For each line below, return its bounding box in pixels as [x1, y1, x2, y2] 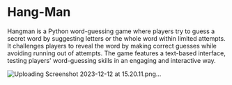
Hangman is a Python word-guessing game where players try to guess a [7, 27, 215, 35]
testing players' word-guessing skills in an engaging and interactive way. [7, 56, 216, 64]
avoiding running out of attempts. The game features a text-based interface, [7, 49, 226, 57]
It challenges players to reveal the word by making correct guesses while [7, 41, 217, 50]
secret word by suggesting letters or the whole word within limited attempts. [7, 34, 226, 42]
